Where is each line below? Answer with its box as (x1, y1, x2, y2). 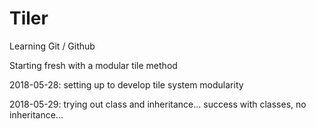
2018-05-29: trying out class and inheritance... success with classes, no (9, 98, 307, 110)
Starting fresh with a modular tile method (9, 59, 178, 71)
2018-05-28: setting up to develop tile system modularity (9, 78, 244, 91)
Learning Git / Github (9, 40, 96, 52)
